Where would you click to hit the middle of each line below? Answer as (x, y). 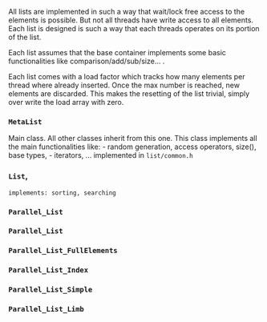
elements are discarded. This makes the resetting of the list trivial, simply (129, 94)
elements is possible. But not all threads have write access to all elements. (131, 20)
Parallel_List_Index (49, 270)
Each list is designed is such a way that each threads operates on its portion (134, 28)
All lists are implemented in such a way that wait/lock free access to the (127, 12)
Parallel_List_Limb (46, 309)
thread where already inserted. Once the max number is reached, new (124, 85)
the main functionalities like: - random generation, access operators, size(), (132, 147)
